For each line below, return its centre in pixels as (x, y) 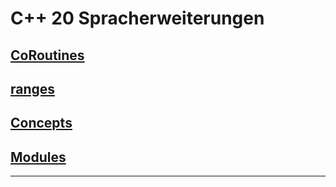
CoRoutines (47, 55)
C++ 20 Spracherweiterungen (137, 18)
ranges (33, 88)
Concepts (41, 123)
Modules (38, 157)
